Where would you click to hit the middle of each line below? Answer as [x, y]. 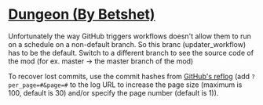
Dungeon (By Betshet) [82, 14]
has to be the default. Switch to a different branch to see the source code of [131, 52]
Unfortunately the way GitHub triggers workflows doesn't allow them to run [130, 36]
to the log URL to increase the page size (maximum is [156, 85]
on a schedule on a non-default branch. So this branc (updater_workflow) [127, 44]
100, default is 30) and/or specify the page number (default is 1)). [113, 92]
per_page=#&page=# [38, 85]
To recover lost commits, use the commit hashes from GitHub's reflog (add [129, 76]
